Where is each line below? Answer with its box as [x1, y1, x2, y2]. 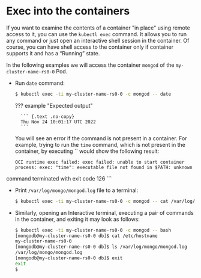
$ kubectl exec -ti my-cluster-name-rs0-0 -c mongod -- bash [14, 227, 172, 233]
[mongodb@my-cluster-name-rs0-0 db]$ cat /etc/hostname [14, 233, 158, 239]
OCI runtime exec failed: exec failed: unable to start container [14, 159, 185, 165]
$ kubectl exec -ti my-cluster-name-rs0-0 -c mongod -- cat [14, 198, 169, 204]
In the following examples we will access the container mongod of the [6, 61, 175, 69]
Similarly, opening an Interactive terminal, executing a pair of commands [14, 209, 194, 216]
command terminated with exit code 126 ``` [6, 175, 112, 182]
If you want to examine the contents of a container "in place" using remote [6, 24, 190, 31]
